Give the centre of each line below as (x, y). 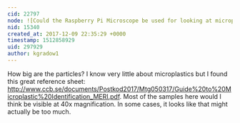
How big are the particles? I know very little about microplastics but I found (117, 74)
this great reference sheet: (46, 81)
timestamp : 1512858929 (41, 41)
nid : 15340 (24, 27)
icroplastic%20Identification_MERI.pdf (64, 96)
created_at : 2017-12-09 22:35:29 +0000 (67, 34)
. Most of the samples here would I (170, 96)
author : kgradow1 (33, 54)
